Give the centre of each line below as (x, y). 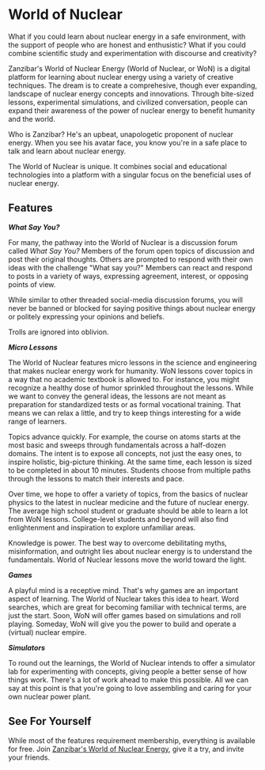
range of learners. (38, 421)
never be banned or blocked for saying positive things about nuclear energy (132, 308)
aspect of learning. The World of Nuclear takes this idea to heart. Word (124, 598)
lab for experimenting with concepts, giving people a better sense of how (128, 671)
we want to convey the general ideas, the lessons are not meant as (117, 396)
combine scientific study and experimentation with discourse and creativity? (132, 53)
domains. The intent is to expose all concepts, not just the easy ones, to (125, 453)
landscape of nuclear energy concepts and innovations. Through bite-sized (131, 93)
